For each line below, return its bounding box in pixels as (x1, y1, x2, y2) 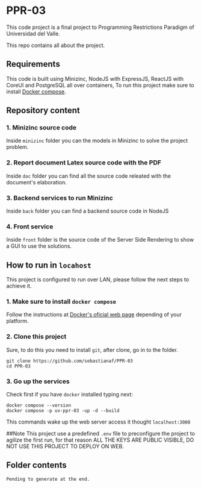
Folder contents (6, 460, 67, 471)
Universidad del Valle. (6, 30, 60, 37)
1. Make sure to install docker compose (6, 298, 116, 306)
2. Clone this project (6, 333, 67, 341)
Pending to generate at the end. (6, 476, 90, 482)
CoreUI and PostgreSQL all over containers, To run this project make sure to (6, 81, 194, 89)
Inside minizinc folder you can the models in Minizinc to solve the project (6, 137, 188, 145)
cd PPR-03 (6, 363, 31, 369)
